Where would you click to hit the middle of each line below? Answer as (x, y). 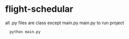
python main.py (25, 32)
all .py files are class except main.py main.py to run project (65, 23)
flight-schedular (39, 9)
